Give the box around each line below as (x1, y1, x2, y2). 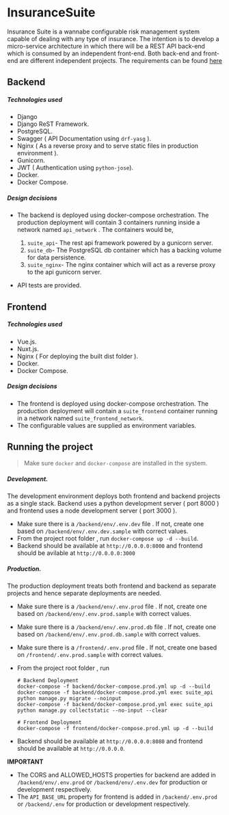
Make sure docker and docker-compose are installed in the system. (23, 459, 208, 467)
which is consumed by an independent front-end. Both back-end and (7, 49, 202, 57)
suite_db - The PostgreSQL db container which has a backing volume (27, 246, 222, 255)
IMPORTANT (7, 758, 44, 766)
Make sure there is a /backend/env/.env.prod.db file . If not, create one (16, 623, 217, 631)
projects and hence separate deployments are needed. (7, 589, 162, 597)
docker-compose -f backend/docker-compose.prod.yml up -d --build (16, 683, 211, 690)
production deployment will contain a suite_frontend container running (16, 406, 217, 415)
